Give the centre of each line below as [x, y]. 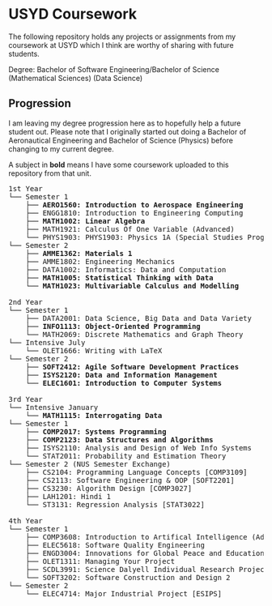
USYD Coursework [73, 14]
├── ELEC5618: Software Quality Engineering [115, 545]
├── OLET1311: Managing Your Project [100, 561]
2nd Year [25, 302]
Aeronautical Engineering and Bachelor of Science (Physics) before [121, 140]
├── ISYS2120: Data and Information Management [122, 375]
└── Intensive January [53, 407]
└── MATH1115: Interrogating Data [94, 415]
